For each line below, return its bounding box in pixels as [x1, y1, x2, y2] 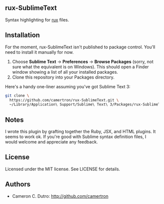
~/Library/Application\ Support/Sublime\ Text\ [9, 102, 108, 107]
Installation [5, 31, 40, 40]
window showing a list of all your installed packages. [12, 69, 118, 75]
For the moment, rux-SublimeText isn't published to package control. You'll [5, 44, 155, 50]
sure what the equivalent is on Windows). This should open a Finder [12, 63, 149, 70]
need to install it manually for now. [5, 49, 74, 55]
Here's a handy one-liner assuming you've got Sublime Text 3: [5, 83, 131, 89]
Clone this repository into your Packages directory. [12, 74, 115, 80]
